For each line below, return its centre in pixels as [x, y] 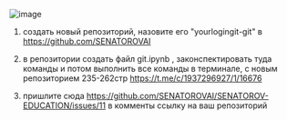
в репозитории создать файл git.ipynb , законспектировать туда [147, 59]
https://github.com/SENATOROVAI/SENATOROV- [177, 96]
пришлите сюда [53, 96]
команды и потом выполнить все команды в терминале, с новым [150, 69]
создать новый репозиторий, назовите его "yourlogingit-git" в [142, 31]
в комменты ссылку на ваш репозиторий [188, 105]
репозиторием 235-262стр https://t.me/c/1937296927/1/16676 [142, 78]
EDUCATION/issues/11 [64, 105]
